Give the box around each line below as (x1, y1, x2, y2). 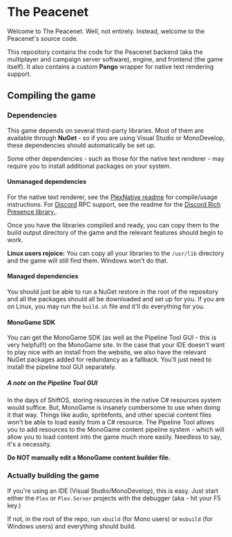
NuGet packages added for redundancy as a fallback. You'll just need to (7, 355, 212, 364)
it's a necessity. (7, 440, 52, 449)
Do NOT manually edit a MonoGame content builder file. (7, 453, 171, 462)
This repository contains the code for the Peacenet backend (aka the (7, 48, 204, 56)
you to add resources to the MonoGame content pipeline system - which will (7, 426, 224, 434)
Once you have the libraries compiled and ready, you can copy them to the (7, 220, 220, 229)
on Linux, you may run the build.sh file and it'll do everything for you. (7, 302, 205, 311)
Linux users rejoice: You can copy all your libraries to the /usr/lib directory (7, 249, 224, 257)
